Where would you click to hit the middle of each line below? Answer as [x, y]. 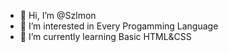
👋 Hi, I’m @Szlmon [58, 15]
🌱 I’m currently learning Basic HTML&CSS [105, 36]
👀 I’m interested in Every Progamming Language [119, 26]
